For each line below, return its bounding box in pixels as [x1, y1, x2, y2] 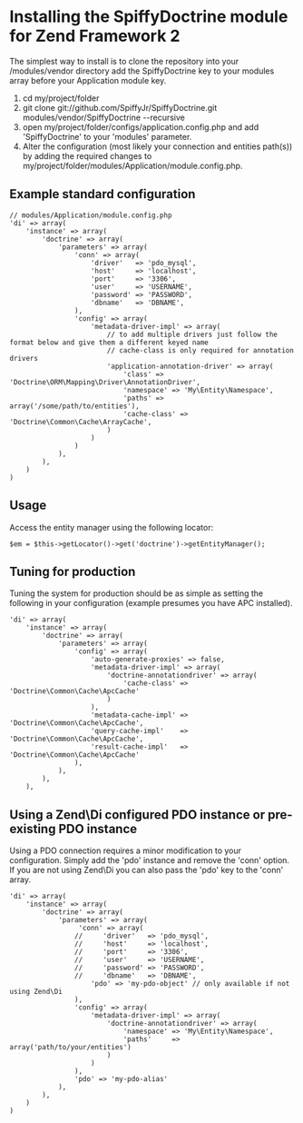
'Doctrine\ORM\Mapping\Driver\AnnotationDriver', [9, 377, 201, 387]
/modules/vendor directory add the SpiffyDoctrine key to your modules [9, 65, 275, 76]
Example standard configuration [9, 186, 196, 202]
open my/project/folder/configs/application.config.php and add [22, 121, 259, 133]
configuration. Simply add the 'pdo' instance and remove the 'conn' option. [9, 855, 290, 866]
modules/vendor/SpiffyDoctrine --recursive [22, 112, 186, 123]
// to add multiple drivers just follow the [106, 330, 279, 339]
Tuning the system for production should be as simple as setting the [9, 588, 264, 599]
